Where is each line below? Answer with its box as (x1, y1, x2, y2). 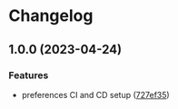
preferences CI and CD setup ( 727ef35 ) (21, 89, 170, 100)
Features (8, 69, 49, 82)
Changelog (8, 5, 94, 26)
